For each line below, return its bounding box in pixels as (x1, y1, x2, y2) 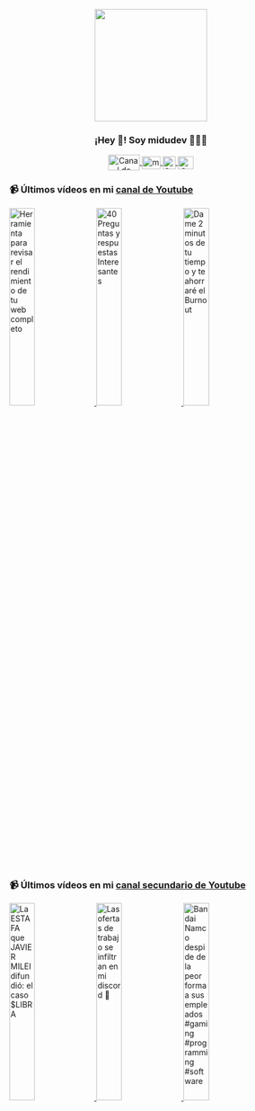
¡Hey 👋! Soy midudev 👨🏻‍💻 (93, 133, 208, 146)
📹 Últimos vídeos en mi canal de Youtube (9, 184, 194, 196)
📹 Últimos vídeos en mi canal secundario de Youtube (9, 878, 247, 891)
